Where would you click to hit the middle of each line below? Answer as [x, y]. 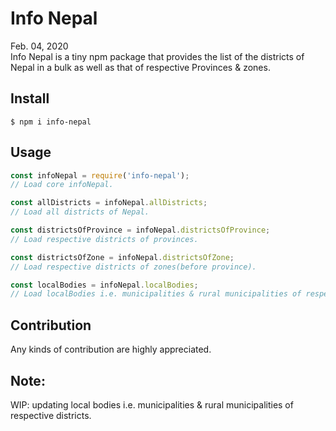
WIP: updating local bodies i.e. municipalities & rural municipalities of [152, 404]
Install [30, 98]
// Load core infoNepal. [62, 185]
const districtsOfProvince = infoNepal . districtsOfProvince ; [140, 230]
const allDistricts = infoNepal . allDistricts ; [109, 203]
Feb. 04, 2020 [39, 46]
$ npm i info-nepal [51, 122]
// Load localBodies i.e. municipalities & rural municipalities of [156, 294]
